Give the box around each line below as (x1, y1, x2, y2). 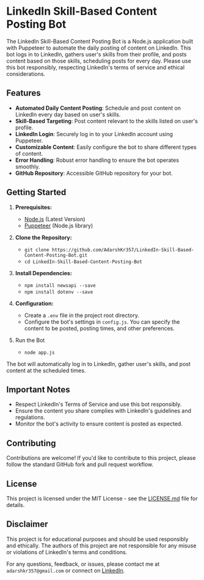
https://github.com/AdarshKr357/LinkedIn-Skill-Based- (51, 246, 194, 253)
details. (6, 502, 25, 508)
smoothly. (15, 162, 40, 170)
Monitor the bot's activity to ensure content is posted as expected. (15, 420, 183, 427)
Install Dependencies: (15, 269, 72, 277)
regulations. (15, 414, 46, 421)
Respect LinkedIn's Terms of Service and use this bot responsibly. (15, 400, 182, 408)
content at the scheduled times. (6, 367, 86, 374)
